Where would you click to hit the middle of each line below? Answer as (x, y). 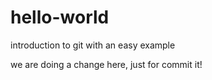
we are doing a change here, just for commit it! (106, 64)
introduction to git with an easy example (93, 45)
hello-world (60, 17)
